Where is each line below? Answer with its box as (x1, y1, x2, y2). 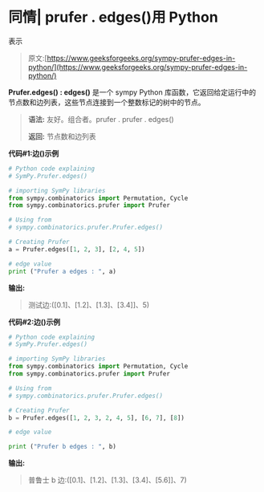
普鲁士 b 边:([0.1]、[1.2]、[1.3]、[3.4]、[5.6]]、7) (27, 475, 187, 485)
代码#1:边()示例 (8, 148, 59, 158)
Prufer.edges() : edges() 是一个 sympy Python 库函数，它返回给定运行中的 (8, 87, 257, 97)
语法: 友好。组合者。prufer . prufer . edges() (27, 114, 174, 124)
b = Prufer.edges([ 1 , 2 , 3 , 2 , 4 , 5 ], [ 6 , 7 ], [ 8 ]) (8, 413, 185, 422)
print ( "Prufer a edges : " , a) (8, 267, 116, 275)
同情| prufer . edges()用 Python (8, 8, 218, 26)
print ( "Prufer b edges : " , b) (8, 443, 116, 451)
